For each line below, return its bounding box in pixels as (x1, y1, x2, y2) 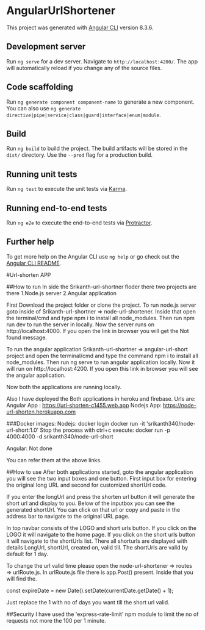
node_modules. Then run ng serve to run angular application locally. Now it (6, 358, 195, 366)
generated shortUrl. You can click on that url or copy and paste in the (6, 506, 181, 513)
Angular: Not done (6, 445, 53, 452)
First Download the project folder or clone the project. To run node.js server (6, 301, 196, 309)
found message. (6, 334, 48, 341)
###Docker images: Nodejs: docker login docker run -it (6, 420, 145, 427)
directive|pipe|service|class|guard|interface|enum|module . (6, 111, 161, 118)
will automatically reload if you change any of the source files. (6, 64, 162, 71)
